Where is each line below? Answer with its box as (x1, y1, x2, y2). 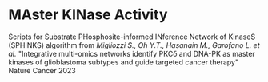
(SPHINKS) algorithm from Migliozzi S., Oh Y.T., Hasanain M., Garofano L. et (8, 40, 260, 49)
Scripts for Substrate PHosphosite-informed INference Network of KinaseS (8, 32, 256, 41)
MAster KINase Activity (8, 6, 168, 24)
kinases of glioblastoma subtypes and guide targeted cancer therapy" (8, 57, 238, 67)
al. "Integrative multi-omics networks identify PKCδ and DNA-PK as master (8, 49, 256, 58)
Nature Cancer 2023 (8, 65, 76, 75)
